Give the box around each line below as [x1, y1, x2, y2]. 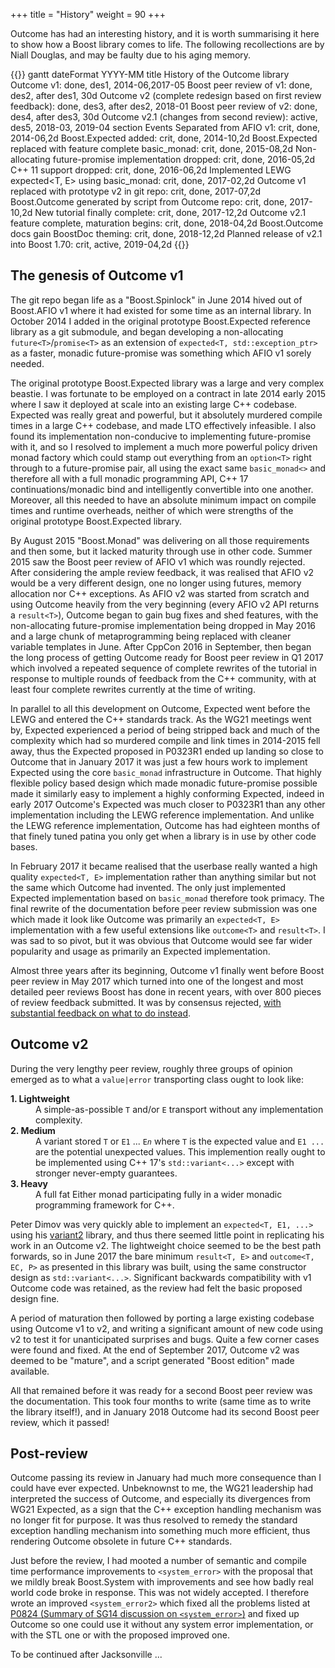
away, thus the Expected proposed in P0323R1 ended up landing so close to [10, 745, 324, 757]
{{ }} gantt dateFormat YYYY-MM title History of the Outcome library [10, 69, 290, 80]
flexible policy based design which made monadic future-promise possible [10, 777, 318, 789]
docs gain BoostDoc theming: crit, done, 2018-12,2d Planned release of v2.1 [10, 228, 323, 239]
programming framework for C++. [35, 1199, 175, 1211]
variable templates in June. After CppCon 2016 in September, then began [10, 640, 312, 653]
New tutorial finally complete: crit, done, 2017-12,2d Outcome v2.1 [34, 207, 307, 218]
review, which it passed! [10, 1416, 110, 1428]
